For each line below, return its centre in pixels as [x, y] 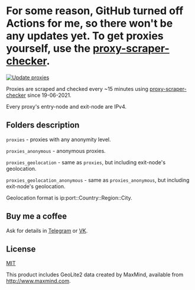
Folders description [43, 125]
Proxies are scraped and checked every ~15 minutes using [77, 89]
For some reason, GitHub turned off [95, 11]
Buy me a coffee [37, 216]
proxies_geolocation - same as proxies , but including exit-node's [86, 162]
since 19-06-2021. [50, 95]
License [21, 249]
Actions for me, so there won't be [90, 23]
